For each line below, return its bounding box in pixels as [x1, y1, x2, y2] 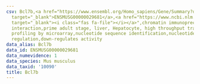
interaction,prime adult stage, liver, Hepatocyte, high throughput [11, 25, 185, 31]
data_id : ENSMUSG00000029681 [6, 47, 79, 53]
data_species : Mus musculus [6, 58, 76, 64]
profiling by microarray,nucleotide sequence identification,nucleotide [11, 31, 196, 37]
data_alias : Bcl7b [6, 42, 52, 48]
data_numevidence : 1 [6, 53, 58, 59]
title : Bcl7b [6, 69, 39, 75]
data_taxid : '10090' [6, 63, 58, 70]
